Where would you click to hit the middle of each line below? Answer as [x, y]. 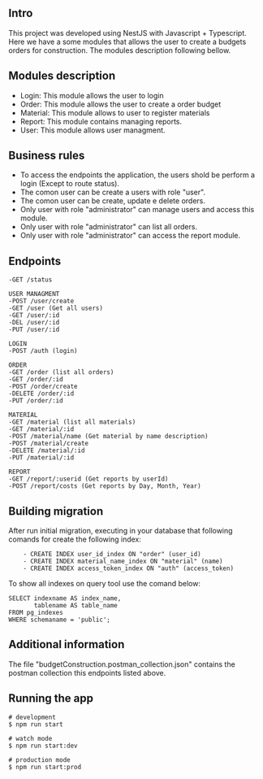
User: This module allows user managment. [93, 130]
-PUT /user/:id [34, 330]
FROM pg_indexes [36, 613]
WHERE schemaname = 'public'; [60, 620]
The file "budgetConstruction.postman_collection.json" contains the [122, 664]
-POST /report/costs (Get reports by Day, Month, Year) [105, 486]
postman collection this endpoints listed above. [87, 672]
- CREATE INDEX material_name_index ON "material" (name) [123, 561]
